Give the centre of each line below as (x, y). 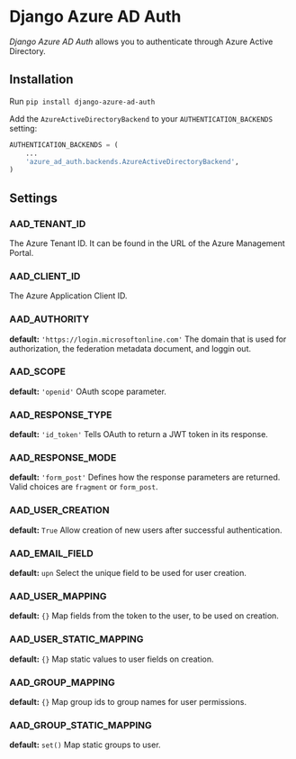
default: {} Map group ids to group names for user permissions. (128, 701)
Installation (41, 80)
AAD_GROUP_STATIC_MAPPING (81, 725)
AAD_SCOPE (37, 371)
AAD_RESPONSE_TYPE (61, 415)
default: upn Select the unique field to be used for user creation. (128, 573)
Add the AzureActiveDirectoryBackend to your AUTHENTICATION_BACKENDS (141, 118)
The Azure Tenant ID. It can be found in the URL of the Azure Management (147, 243)
